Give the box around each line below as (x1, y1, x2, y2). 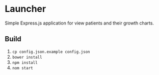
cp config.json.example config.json (12, 49, 90, 54)
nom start (12, 65, 34, 70)
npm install (12, 60, 38, 65)
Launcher (5, 3, 46, 15)
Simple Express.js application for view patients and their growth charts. (5, 20, 154, 26)
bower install (12, 55, 42, 60)
